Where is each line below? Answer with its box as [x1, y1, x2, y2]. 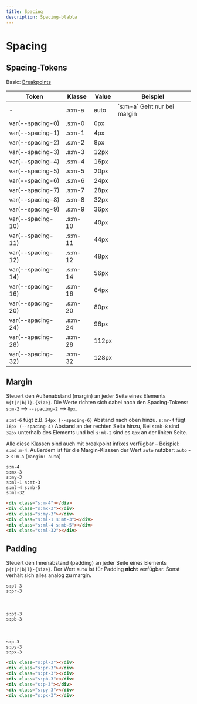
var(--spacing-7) [9, 186, 60, 194]
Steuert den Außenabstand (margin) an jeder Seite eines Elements [6, 393, 166, 400]
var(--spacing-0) [9, 119, 60, 127]
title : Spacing [6, 8, 43, 15]
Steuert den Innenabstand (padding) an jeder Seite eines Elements [6, 559, 167, 566]
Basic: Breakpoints [6, 78, 52, 85]
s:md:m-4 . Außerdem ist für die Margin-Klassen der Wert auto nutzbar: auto [6, 447, 188, 454]
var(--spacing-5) [9, 167, 60, 175]
